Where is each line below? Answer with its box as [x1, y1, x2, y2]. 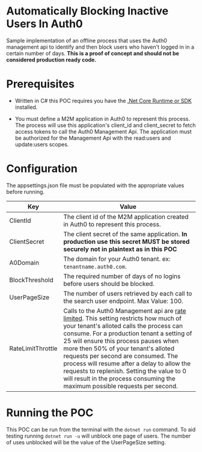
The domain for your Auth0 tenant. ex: [63, 255, 171, 263]
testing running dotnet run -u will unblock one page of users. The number [6, 432, 191, 439]
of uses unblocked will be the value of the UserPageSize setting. [6, 438, 167, 446]
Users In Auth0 [6, 17, 83, 31]
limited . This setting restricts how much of [63, 314, 182, 323]
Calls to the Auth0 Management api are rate [63, 306, 186, 315]
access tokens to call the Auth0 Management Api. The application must [14, 128, 192, 135]
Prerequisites [6, 77, 75, 91]
